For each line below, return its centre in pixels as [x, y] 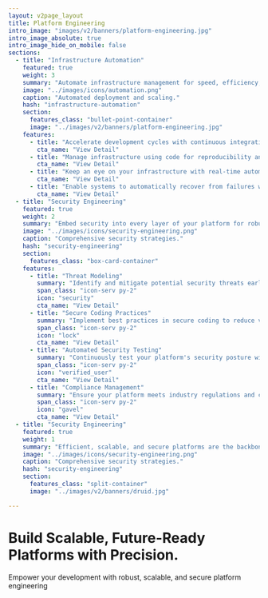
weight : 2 [39, 217]
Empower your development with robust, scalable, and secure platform [125, 577]
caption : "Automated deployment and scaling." [101, 98]
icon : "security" [65, 298]
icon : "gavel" [60, 410]
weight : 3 [39, 75]
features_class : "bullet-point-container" [101, 120]
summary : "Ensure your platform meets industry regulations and [146, 395]
